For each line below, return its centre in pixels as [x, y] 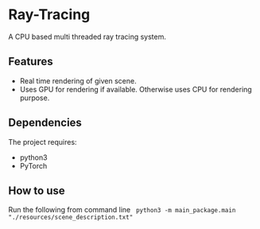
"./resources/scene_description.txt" [71, 217]
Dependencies [45, 123]
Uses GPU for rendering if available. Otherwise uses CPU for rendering [136, 89]
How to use [37, 190]
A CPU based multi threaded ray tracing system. [87, 37]
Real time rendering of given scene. [78, 80]
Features [31, 62]
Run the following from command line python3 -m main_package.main [122, 210]
